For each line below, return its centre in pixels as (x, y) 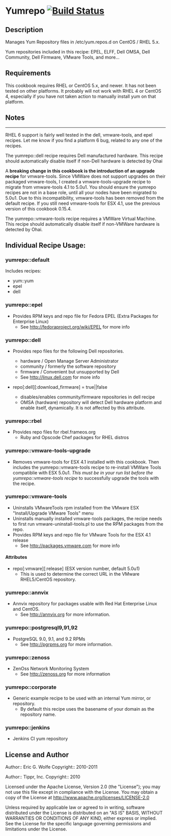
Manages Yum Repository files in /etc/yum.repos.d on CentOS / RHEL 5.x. (83, 42)
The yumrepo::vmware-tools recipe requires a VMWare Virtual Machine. (81, 219)
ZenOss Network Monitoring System (51, 668)
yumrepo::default (27, 260)
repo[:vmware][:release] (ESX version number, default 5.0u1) (76, 569)
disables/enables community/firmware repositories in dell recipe (88, 397)
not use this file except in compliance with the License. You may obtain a (81, 792)
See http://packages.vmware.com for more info (70, 546)
